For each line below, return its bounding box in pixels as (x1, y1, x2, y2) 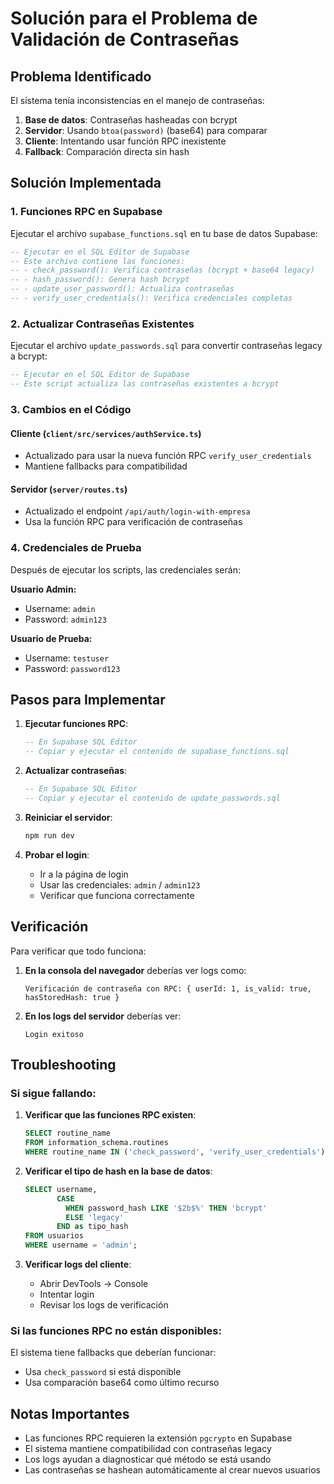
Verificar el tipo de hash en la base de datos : (24, 1165, 213, 1177)
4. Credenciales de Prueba (10, 541, 142, 555)
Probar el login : (24, 848, 90, 861)
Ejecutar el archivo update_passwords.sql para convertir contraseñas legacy (10, 340, 323, 352)
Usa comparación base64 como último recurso (24, 1377, 220, 1389)
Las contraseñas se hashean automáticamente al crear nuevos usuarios (24, 1464, 322, 1476)
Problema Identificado (10, 68, 152, 85)
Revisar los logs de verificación (39, 1299, 169, 1311)
